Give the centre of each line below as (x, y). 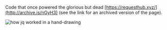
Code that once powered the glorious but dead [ (56, 7)
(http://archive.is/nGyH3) (32, 12)
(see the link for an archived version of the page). (111, 12)
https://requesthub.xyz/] (132, 7)
